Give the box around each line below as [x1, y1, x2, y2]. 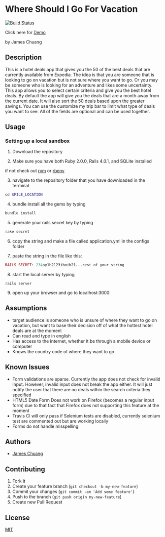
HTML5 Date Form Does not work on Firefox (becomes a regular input [12, 397, 154, 403]
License [5, 513, 30, 522]
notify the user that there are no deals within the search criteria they [12, 386, 151, 392]
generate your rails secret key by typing [12, 220, 94, 226]
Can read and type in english [12, 332, 71, 339]
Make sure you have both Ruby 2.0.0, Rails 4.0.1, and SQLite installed [12, 158, 152, 164]
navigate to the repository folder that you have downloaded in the [12, 177, 145, 183]
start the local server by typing [12, 271, 75, 277]
